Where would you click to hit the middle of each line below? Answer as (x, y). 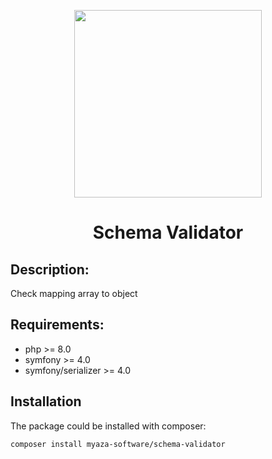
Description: (50, 269)
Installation (46, 401)
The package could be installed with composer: (108, 426)
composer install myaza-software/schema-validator (118, 444)
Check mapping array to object (74, 293)
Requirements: (57, 325)
